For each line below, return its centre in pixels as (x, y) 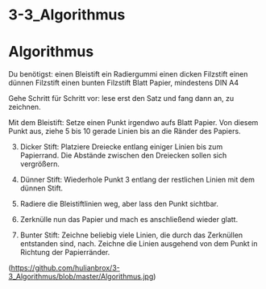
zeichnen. (25, 107)
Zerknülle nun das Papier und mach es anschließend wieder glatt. (129, 220)
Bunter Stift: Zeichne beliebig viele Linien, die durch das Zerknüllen (131, 235)
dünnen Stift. (41, 188)
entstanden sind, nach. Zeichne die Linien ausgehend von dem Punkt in (139, 244)
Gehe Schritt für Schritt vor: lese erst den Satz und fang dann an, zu (121, 98)
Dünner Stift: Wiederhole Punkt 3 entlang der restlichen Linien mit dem (137, 180)
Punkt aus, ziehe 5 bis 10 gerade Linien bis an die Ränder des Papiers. (125, 132)
